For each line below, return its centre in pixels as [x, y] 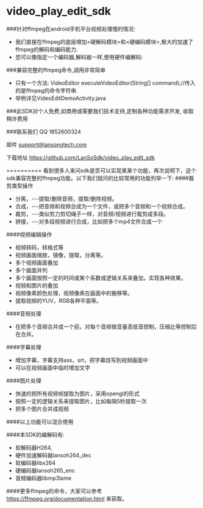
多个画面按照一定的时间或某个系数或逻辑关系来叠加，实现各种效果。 [101, 278]
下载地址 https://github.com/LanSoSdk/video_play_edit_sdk [81, 157]
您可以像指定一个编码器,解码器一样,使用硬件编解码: [79, 57]
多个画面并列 [31, 270]
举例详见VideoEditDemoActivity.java [61, 98]
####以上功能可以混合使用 [40, 422]
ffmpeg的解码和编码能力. [46, 49]
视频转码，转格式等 [39, 247]
